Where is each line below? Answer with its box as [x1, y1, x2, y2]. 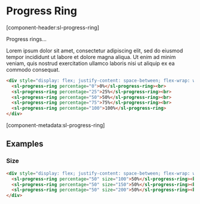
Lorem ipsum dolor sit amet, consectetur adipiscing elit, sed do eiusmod [6, 47, 183, 54]
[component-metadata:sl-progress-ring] [6, 122, 105, 129]
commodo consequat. [6, 66, 60, 73]
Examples [6, 139, 43, 149]
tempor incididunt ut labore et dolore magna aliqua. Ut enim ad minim [6, 53, 176, 60]
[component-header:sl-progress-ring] [6, 24, 99, 31]
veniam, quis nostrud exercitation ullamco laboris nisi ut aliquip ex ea [6, 60, 175, 67]
